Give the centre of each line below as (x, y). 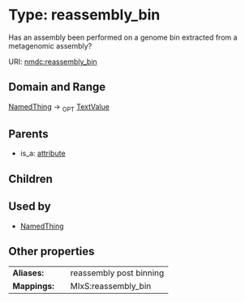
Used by (30, 207)
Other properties (52, 251)
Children (30, 179)
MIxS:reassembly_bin (111, 287)
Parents (28, 134)
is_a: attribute (43, 153)
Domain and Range (57, 87)
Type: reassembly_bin (84, 15)
